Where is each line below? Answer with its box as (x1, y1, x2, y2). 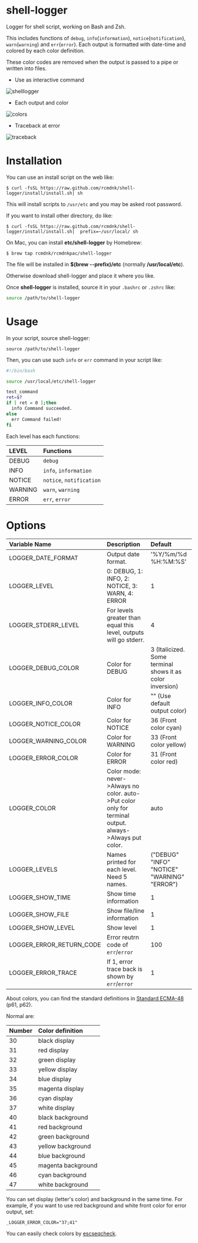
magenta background (38, 1161, 98, 1169)
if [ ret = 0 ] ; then (6, 400, 57, 406)
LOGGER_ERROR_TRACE (9, 968, 78, 977)
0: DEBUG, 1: (107, 567, 143, 575)
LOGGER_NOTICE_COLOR (9, 720, 81, 728)
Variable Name (9, 540, 52, 548)
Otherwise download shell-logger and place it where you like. (6, 272, 155, 279)
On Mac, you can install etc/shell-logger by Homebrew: (6, 239, 143, 246)
